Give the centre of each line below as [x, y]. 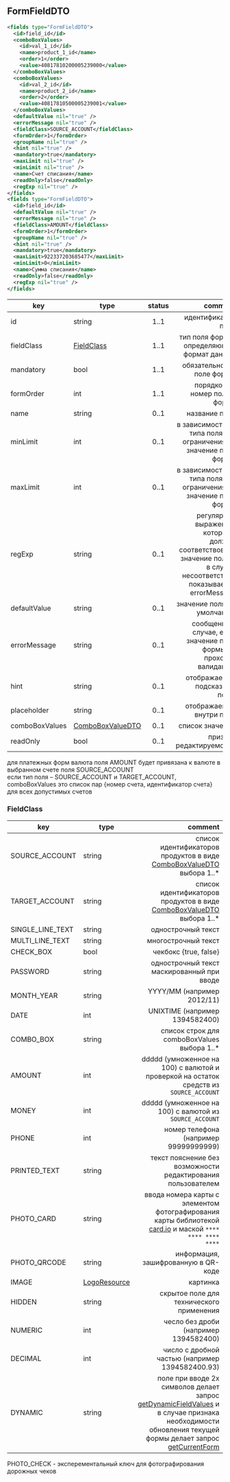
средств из [201, 1085]
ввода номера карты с [182, 1194]
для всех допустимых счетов [50, 791]
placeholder [30, 710]
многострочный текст [183, 940]
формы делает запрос [183, 1438]
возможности [196, 1166]
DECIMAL [26, 1358]
